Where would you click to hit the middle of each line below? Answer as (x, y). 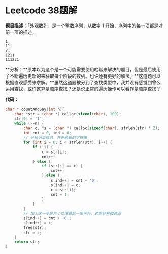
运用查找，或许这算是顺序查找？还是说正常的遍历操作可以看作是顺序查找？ (83, 88)
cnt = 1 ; (60, 194)
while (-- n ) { (29, 123)
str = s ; (33, 233)
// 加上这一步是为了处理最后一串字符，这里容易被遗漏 (72, 214)
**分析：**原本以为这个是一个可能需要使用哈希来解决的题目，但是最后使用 (83, 69)
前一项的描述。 (21, 32)
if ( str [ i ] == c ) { (62, 166)
